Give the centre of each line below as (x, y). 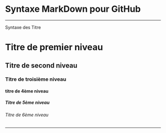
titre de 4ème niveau (27, 91)
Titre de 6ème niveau (27, 115)
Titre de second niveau (41, 65)
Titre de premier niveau (54, 47)
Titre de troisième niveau (36, 79)
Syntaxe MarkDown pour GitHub (73, 9)
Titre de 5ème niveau (27, 102)
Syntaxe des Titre (23, 27)
